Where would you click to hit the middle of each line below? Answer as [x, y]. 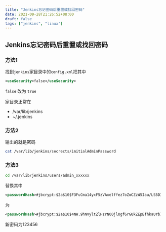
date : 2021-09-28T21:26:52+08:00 [40, 14]
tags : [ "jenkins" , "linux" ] [34, 23]
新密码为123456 [21, 224]
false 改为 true [21, 91]
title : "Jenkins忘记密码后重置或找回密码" [45, 10]
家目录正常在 [18, 101]
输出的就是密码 [20, 142]
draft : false [19, 19]
